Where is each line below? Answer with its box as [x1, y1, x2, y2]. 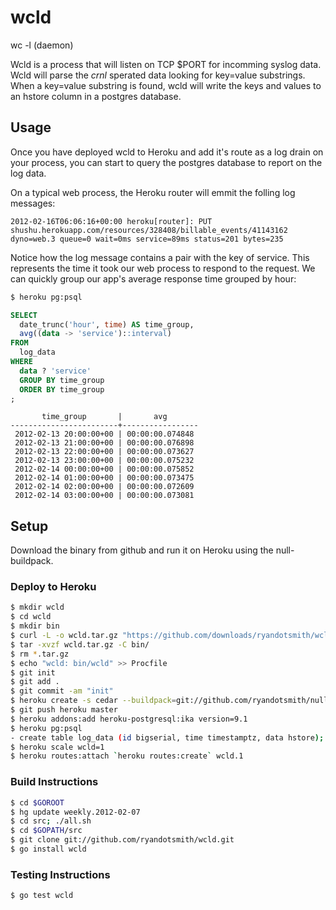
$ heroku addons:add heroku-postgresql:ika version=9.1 [10, 714, 248, 724]
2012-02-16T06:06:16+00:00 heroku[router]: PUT [10, 216, 213, 226]
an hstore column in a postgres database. [10, 90, 182, 102]
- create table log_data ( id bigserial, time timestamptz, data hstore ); [10, 732, 325, 743]
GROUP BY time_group [19, 375, 105, 385]
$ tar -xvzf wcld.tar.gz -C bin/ [10, 639, 150, 650]
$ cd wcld [10, 612, 52, 622]
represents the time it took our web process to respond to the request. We [10, 262, 316, 274]
